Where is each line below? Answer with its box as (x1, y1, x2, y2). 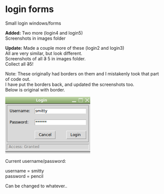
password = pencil (5, 173, 44, 179)
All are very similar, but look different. (5, 50, 83, 56)
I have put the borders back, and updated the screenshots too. (5, 81, 134, 87)
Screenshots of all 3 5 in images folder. (5, 55, 86, 61)
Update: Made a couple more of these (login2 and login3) (5, 45, 124, 51)
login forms (5, 4, 54, 15)
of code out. (5, 76, 31, 82)
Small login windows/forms (5, 20, 61, 26)
